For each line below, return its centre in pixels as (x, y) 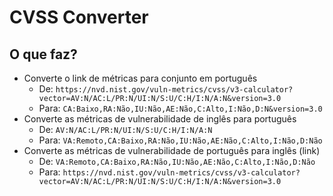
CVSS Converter (79, 17)
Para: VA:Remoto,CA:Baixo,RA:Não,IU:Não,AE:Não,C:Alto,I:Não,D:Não (180, 140)
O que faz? (43, 54)
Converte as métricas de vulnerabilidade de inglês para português (160, 119)
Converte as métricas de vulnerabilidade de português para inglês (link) (172, 150)
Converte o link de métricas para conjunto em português (140, 78)
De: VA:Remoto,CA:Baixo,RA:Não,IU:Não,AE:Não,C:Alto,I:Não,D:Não (177, 161)
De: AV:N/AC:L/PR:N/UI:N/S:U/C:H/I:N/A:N (125, 129)
